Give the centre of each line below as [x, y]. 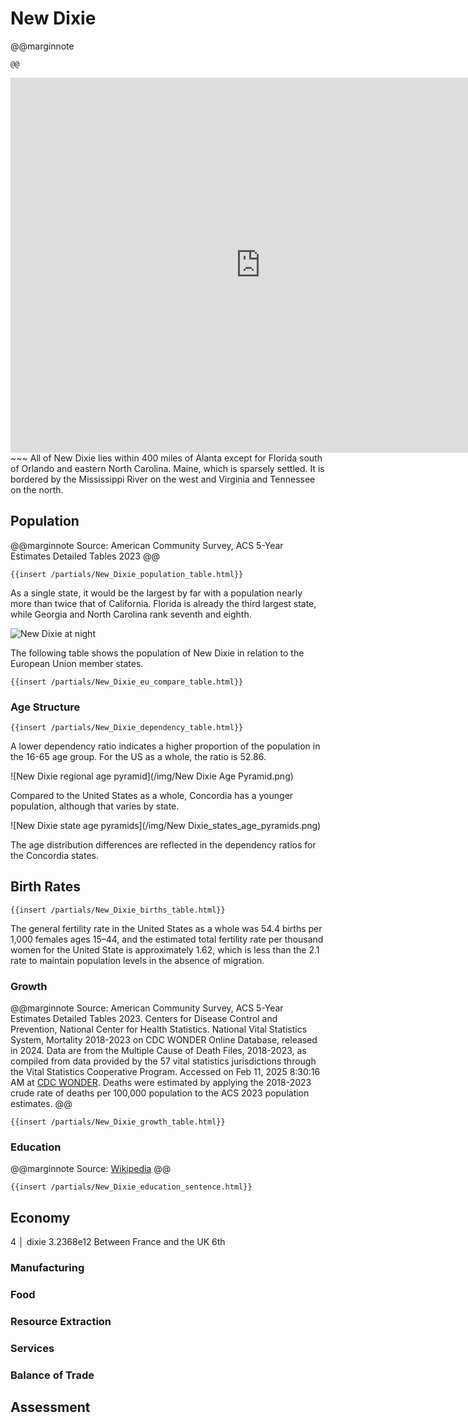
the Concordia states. [54, 856]
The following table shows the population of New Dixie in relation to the [157, 653]
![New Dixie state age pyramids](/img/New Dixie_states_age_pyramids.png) [166, 826]
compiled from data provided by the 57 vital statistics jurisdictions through [163, 1061]
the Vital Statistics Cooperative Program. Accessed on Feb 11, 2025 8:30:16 [165, 1072]
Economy [40, 1217]
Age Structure [45, 707]
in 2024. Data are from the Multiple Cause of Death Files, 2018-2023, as [158, 1051]
